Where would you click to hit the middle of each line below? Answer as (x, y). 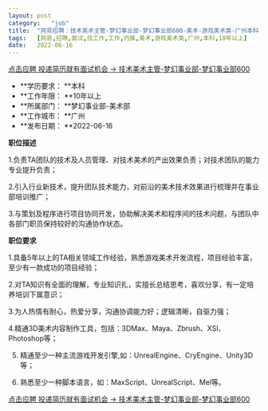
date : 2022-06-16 (41, 45)
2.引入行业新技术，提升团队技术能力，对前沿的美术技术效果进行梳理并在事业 (134, 187)
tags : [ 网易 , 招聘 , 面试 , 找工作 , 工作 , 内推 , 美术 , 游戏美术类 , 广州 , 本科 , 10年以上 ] (128, 38)
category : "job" (39, 23)
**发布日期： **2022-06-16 (66, 126)
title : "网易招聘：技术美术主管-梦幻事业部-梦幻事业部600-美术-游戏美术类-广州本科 (134, 30)
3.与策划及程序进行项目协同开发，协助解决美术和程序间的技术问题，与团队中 (134, 214)
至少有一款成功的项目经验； (54, 267)
